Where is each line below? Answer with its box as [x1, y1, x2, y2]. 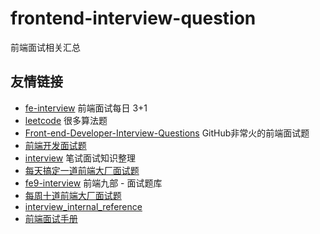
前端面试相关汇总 [10, 41, 81, 53]
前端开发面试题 [24, 139, 87, 151]
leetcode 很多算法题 [24, 114, 108, 126]
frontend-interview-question [10, 7, 257, 30]
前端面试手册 [24, 212, 78, 224]
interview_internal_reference [24, 200, 143, 212]
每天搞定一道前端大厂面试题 [24, 164, 140, 176]
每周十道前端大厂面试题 [24, 189, 122, 201]
